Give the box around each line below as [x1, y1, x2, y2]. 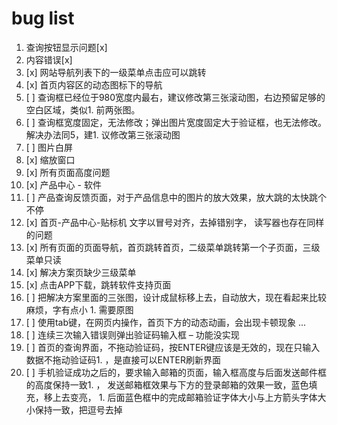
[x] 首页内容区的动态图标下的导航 [25, 78, 163, 91]
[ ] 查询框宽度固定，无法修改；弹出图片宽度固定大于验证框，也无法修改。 [25, 116, 327, 128]
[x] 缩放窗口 [25, 153, 76, 166]
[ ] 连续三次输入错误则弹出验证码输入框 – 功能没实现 [25, 328, 240, 341]
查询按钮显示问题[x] [25, 41, 108, 53]
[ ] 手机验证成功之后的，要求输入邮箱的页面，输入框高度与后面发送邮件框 [25, 366, 327, 378]
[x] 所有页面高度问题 [25, 166, 111, 178]
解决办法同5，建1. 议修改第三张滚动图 [25, 128, 181, 141]
